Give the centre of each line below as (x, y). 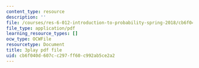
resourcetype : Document (36, 45)
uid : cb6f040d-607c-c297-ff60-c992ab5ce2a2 (61, 56)
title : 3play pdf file (34, 50)
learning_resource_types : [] (42, 34)
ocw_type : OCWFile (29, 39)
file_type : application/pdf (41, 28)
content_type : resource (36, 12)
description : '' (26, 17)
